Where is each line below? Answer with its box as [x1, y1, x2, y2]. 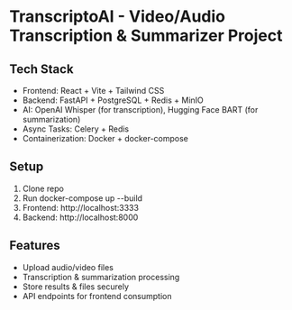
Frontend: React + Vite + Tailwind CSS [22, 86, 165, 96]
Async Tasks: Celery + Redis [22, 123, 129, 134]
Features [9, 238, 60, 253]
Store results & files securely [22, 281, 129, 292]
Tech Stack [9, 61, 74, 77]
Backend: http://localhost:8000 [22, 212, 139, 223]
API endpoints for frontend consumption [22, 290, 172, 301]
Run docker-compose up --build [22, 192, 142, 204]
